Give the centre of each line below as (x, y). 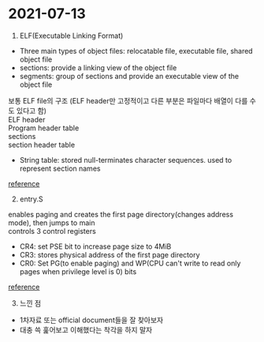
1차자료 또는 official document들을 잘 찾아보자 (91, 320)
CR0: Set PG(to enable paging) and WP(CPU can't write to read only (130, 263)
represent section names (60, 168)
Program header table (44, 128)
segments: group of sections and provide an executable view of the (129, 76)
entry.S (31, 199)
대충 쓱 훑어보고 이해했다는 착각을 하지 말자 (86, 329)
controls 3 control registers (52, 231)
